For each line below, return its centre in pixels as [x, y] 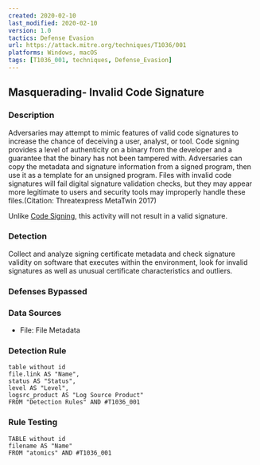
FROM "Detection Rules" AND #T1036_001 [74, 402]
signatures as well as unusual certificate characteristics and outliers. [120, 270]
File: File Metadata [50, 330]
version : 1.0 [30, 30]
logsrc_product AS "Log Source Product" [76, 396]
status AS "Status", [43, 381]
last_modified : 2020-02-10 [53, 23]
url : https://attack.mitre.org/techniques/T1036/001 [97, 45]
